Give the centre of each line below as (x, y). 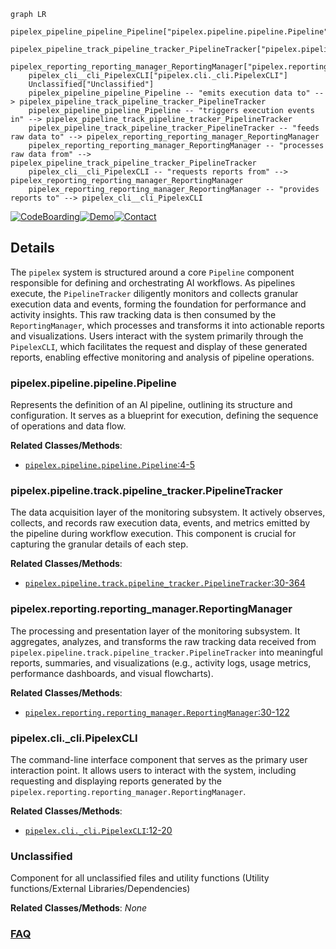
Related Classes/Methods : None (79, 908)
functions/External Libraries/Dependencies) (100, 889)
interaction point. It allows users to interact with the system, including (153, 770)
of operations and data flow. (68, 426)
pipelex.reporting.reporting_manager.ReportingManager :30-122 (157, 712)
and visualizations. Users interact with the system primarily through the (157, 336)
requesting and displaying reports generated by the (116, 781)
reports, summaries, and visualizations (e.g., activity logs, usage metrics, (161, 662)
